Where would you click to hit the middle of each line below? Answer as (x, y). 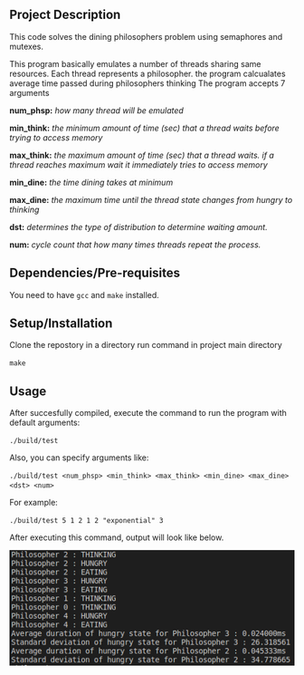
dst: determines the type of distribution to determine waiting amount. (139, 227)
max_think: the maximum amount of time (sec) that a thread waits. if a (142, 155)
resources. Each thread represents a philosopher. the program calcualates (148, 73)
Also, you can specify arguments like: (79, 458)
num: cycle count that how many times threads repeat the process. (135, 245)
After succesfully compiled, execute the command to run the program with (148, 413)
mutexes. (26, 46)
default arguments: (45, 423)
